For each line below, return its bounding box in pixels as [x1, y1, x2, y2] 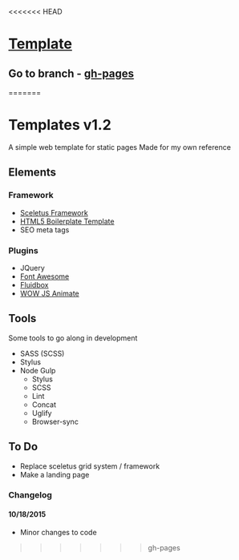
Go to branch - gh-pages [8, 66, 135, 80]
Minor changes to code [19, 527, 98, 537]
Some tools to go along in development [8, 332, 138, 343]
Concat [31, 400, 57, 409]
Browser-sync [31, 417, 79, 426]
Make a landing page [19, 469, 90, 479]
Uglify [31, 408, 52, 417]
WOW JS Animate [19, 288, 79, 298]
